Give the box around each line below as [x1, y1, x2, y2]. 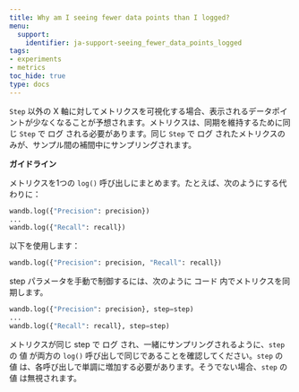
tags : [9, 47, 30, 56]
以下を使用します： [9, 240, 81, 251]
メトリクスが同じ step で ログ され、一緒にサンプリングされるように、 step [9, 338, 285, 350]
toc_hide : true [9, 72, 66, 81]
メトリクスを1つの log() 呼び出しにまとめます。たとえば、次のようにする [9, 177, 279, 188]
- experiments [9, 55, 63, 64]
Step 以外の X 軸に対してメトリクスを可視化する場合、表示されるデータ [9, 105, 273, 117]
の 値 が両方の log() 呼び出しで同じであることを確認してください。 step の [9, 350, 284, 361]
